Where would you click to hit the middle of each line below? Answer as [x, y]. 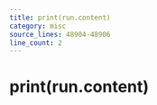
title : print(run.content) [60, 17]
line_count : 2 [36, 43]
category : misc [38, 26]
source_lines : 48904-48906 [60, 34]
